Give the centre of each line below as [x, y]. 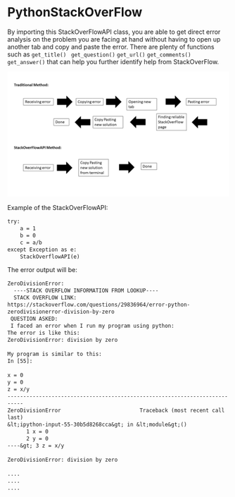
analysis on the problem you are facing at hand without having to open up [114, 39]
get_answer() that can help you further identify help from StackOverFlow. [113, 61]
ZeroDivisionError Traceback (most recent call [116, 411]
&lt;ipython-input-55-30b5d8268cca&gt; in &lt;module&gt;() [97, 425]
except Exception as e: [42, 250]
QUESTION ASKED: [34, 319]
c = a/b [31, 243]
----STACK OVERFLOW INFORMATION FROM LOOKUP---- [86, 291]
